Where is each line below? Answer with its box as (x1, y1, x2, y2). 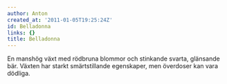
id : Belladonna (7, 23, 51, 30)
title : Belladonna (7, 36, 60, 43)
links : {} (7, 29, 36, 36)
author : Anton (7, 10, 48, 17)
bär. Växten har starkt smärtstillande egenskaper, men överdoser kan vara (7, 62, 219, 70)
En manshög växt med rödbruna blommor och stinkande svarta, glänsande (7, 54, 220, 63)
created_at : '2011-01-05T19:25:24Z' (7, 17, 113, 23)
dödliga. (7, 70, 30, 78)
